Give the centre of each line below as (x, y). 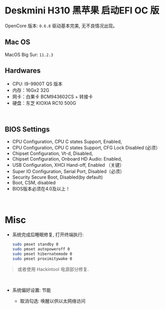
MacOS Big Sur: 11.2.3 (29, 54)
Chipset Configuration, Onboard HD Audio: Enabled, (67, 159)
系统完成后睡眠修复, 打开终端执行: (48, 235)
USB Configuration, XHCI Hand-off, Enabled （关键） (68, 165)
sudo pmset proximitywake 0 (42, 259)
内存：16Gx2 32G (31, 90)
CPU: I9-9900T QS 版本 (37, 84)
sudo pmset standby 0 (35, 244)
